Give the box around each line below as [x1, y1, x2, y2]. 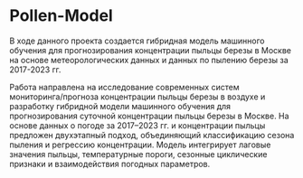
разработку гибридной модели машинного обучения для [9, 100, 232, 111]
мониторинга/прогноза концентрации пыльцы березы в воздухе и [9, 91, 266, 102]
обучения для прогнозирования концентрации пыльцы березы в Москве [9, 44, 292, 55]
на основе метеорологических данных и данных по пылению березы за [9, 54, 289, 65]
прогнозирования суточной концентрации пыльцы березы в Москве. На [9, 110, 289, 121]
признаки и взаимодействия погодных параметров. [9, 158, 211, 169]
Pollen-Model [9, 5, 113, 26]
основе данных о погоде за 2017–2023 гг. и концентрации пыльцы [9, 119, 266, 131]
